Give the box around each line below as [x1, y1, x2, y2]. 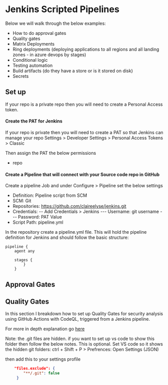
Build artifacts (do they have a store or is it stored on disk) [12, 67, 133, 74]
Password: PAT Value [18, 214, 62, 220]
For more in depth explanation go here [5, 326, 85, 332]
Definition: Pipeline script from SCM [12, 192, 87, 198]
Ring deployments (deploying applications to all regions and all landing [12, 46, 159, 52]
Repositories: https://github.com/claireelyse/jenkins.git [12, 203, 127, 209]
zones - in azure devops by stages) [12, 52, 87, 58]
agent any [14, 249, 35, 254]
